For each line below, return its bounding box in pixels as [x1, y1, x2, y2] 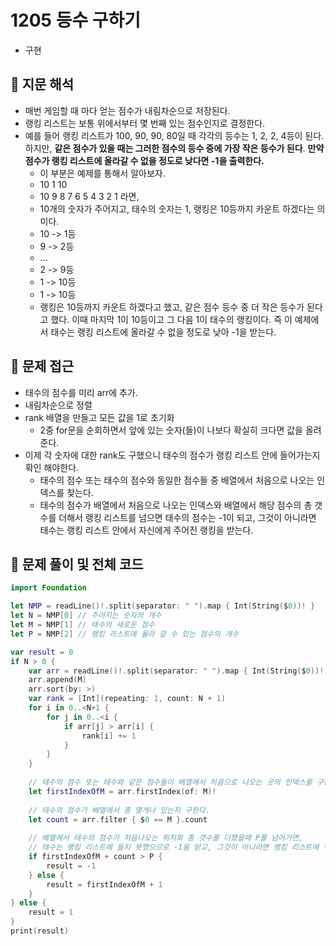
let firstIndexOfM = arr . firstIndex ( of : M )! [28, 786, 217, 796]
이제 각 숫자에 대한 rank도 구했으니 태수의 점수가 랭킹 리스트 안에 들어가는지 [24, 449, 321, 461]
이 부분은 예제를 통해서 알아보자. [39, 167, 166, 179]
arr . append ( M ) [28, 675, 87, 685]
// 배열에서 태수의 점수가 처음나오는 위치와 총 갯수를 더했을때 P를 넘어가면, [28, 833, 303, 843]
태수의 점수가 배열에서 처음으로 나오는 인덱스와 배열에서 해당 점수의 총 [39, 499, 313, 511]
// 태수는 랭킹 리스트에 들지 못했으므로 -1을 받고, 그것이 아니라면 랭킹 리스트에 [28, 842, 320, 853]
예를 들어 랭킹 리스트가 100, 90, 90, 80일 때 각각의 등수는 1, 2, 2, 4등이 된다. [24, 129, 325, 141]
